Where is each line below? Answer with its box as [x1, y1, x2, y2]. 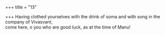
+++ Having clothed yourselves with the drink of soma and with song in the [5, 14, 160, 19]
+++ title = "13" [5, 4, 37, 10]
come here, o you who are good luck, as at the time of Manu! [5, 24, 131, 30]
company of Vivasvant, [5, 19, 53, 25]
